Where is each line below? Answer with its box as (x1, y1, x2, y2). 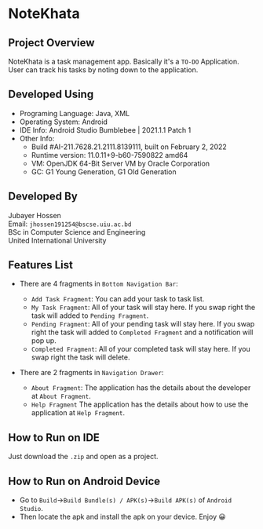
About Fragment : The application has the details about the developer (31, 383, 251, 392)
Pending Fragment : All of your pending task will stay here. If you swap (31, 319, 255, 329)
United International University (8, 235, 107, 245)
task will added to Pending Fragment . (31, 311, 149, 320)
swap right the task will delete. (31, 352, 130, 362)
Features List (8, 258, 73, 272)
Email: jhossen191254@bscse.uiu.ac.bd (8, 219, 132, 228)
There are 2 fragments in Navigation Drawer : (19, 368, 164, 378)
